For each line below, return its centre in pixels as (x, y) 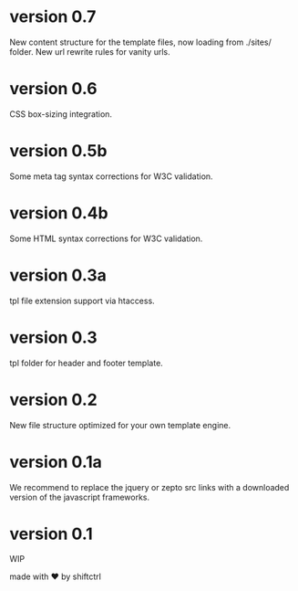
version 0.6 (53, 89)
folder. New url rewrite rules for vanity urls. (90, 51)
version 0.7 (53, 17)
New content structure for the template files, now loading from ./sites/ (140, 42)
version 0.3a (58, 275)
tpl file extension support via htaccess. (82, 301)
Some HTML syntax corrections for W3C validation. (106, 238)
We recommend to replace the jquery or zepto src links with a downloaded (149, 487)
